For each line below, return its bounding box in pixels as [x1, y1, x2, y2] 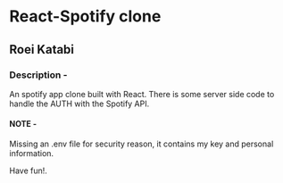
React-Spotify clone [9, 6, 162, 27]
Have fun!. [9, 165, 47, 176]
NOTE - [9, 119, 37, 129]
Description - [9, 69, 68, 81]
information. [9, 148, 54, 159]
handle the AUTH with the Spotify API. [9, 98, 150, 109]
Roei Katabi [9, 42, 74, 57]
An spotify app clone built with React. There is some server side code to [9, 88, 275, 99]
